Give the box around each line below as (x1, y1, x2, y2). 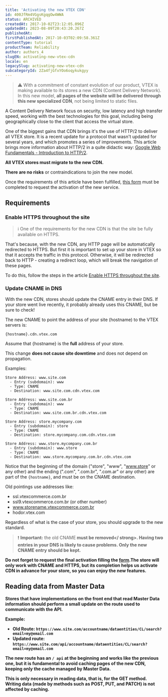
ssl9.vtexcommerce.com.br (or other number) (12, 499, 107, 505)
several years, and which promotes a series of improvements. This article (5, 139, 157, 145)
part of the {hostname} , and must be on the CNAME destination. (5, 474, 136, 480)
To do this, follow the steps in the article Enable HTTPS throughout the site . (5, 272, 160, 278)
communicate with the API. (5, 606, 63, 612)
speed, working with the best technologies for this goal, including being (5, 113, 153, 119)
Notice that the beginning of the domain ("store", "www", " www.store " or (5, 463, 156, 469)
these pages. (5, 262, 33, 268)
